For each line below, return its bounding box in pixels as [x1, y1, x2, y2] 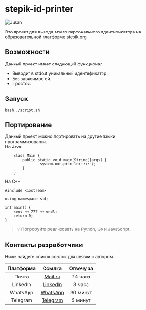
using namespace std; [5, 196, 49, 202]
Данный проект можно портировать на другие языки [5, 133, 116, 139]
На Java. [5, 144, 23, 150]
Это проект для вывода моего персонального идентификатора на [5, 29, 141, 34]
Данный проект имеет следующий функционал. [5, 61, 104, 66]
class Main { [14, 153, 40, 158]
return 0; [14, 213, 34, 219]
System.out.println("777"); [39, 162, 96, 167]
